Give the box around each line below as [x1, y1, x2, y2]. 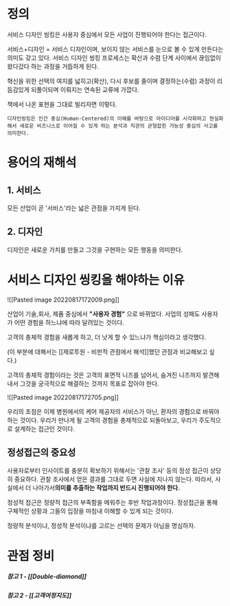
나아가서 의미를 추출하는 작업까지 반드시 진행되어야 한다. [32, 483, 181, 492]
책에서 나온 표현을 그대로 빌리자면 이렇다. [7, 100, 117, 108]
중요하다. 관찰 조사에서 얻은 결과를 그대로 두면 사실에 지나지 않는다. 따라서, [14, 474, 214, 483]
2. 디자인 [7, 226, 43, 238]
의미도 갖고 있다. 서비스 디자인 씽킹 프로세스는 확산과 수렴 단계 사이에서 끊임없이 [7, 53, 222, 62]
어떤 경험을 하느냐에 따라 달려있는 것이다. [14, 318, 125, 326]
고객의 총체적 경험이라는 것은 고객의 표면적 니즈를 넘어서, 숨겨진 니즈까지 [7, 370, 201, 379]
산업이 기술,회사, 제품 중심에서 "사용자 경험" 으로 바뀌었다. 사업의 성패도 [7, 309, 200, 317]
